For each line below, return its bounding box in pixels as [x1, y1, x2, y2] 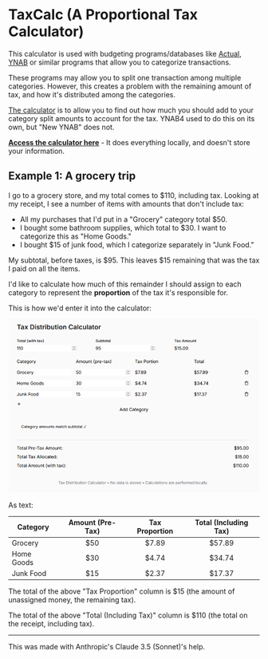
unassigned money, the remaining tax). [8, 594, 136, 604]
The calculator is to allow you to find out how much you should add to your [8, 105, 254, 115]
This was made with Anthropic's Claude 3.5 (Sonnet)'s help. [8, 641, 206, 651]
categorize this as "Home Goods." [19, 231, 132, 241]
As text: [8, 500, 33, 510]
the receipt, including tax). [8, 618, 95, 628]
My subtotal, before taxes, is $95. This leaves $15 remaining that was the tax [8, 255, 260, 265]
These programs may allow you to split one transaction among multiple [8, 73, 242, 82]
